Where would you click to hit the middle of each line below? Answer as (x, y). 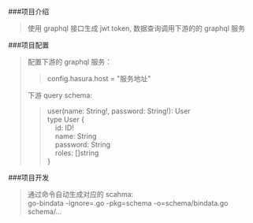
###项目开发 (29, 177)
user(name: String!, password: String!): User (119, 111)
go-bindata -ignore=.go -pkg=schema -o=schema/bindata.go (128, 203)
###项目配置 (29, 45)
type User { (66, 119)
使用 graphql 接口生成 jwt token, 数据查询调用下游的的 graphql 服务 (136, 28)
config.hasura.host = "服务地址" (99, 78)
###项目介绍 (29, 11)
